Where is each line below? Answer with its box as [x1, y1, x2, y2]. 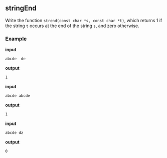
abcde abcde [5, 93, 30, 98]
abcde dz [5, 130, 24, 135]
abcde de [5, 56, 26, 62]
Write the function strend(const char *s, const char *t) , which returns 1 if [5, 17, 162, 23]
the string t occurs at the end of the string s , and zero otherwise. [5, 23, 139, 29]
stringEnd [5, 4, 37, 13]
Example [5, 35, 27, 42]
